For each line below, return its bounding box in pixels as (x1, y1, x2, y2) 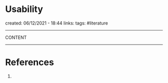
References (5, 56, 54, 68)
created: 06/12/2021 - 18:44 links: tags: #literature (5, 20, 108, 26)
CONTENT (5, 34, 27, 40)
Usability (5, 3, 43, 15)
